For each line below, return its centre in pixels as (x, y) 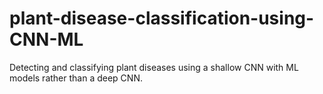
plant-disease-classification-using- (162, 18)
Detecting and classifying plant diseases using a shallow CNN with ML (154, 67)
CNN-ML (46, 39)
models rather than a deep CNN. (76, 78)
